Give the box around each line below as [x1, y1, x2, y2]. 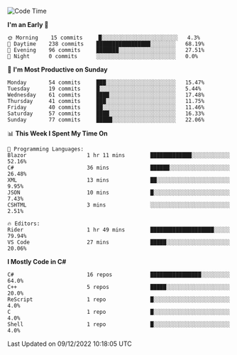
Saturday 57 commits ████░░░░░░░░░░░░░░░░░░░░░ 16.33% [7, 110, 204, 117]
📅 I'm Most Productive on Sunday [7, 65, 108, 74]
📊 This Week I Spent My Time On [7, 129, 108, 138]
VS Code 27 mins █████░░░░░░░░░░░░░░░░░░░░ [7, 239, 231, 246]
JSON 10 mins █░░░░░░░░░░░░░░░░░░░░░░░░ [7, 189, 231, 196]
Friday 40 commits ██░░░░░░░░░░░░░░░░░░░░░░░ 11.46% [7, 104, 204, 111]
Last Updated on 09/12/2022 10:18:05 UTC [7, 339, 133, 348]
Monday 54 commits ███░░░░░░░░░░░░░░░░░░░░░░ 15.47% [7, 79, 204, 86]
